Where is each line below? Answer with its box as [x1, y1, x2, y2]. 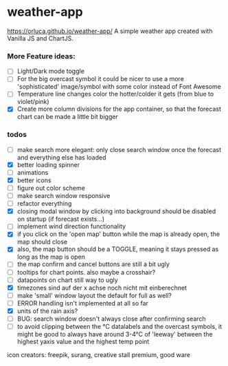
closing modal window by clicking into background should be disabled [16, 207, 216, 215]
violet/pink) [16, 98, 49, 106]
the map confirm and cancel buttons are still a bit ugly [16, 260, 170, 268]
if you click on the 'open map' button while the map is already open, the [16, 230, 220, 238]
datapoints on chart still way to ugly [16, 276, 118, 284]
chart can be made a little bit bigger [16, 113, 118, 121]
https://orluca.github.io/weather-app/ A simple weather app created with [7, 27, 213, 35]
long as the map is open [16, 252, 86, 261]
